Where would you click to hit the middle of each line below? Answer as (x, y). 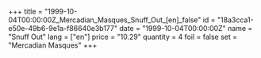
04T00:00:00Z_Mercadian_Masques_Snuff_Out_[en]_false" (105, 20)
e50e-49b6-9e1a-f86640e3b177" (63, 28)
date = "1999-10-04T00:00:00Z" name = (186, 28)
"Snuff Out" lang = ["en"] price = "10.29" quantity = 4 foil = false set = (123, 37)
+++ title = (26, 12)
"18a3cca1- (235, 20)
